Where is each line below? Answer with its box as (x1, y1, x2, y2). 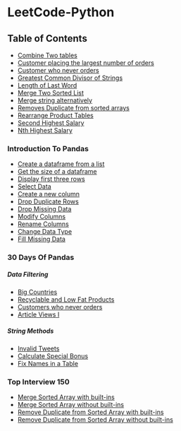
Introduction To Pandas (7, 143, 89, 153)
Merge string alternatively (17, 96, 93, 105)
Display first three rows (17, 175, 86, 184)
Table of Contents (7, 33, 88, 45)
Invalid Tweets (17, 344, 60, 353)
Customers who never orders (17, 303, 103, 312)
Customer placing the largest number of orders (17, 59, 155, 67)
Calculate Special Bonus (17, 352, 89, 360)
